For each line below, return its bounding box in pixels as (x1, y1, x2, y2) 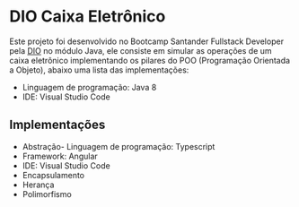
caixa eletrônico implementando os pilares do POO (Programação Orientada (9, 55, 290, 65)
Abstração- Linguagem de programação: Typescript (22, 141, 215, 151)
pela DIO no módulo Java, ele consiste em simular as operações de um (9, 45, 272, 56)
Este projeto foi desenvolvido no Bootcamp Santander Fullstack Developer (9, 36, 285, 47)
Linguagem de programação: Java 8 (22, 82, 157, 92)
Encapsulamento (22, 169, 85, 180)
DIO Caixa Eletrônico (9, 6, 166, 27)
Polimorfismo (22, 188, 72, 199)
